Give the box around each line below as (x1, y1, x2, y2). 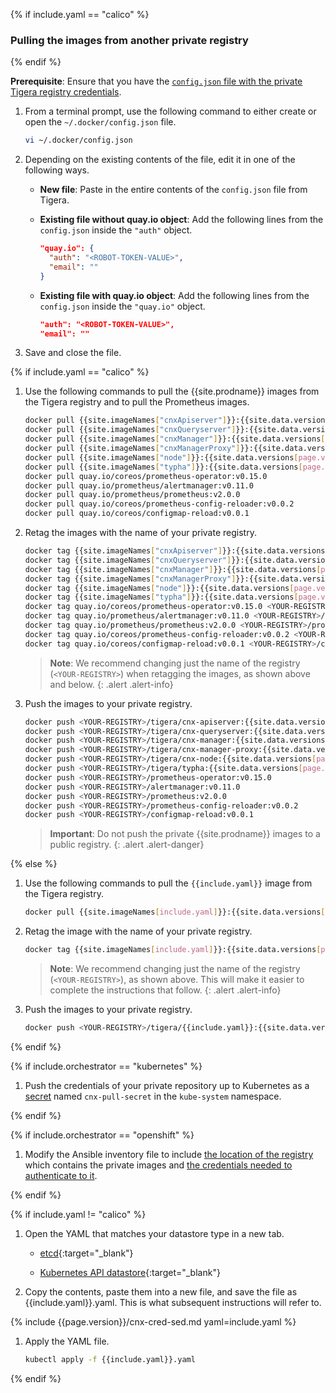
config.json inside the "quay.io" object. (39, 300, 206, 312)
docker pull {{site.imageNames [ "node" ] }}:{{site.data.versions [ (24, 452, 299, 463)
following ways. (24, 164, 90, 176)
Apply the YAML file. (24, 1335, 110, 1347)
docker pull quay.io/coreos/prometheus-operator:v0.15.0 (24, 471, 268, 481)
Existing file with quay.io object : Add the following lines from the (39, 289, 310, 301)
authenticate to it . (24, 1169, 98, 1181)
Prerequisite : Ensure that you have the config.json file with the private (10, 75, 303, 88)
